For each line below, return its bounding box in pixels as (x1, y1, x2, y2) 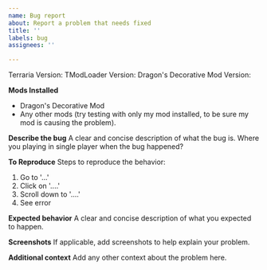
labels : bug (8, 33, 48, 42)
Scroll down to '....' (19, 190, 81, 199)
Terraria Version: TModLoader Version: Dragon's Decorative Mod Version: (8, 70, 251, 80)
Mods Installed (8, 85, 59, 96)
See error (19, 198, 52, 208)
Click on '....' (19, 181, 61, 191)
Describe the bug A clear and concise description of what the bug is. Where (8, 133, 260, 143)
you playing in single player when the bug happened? (8, 142, 184, 151)
